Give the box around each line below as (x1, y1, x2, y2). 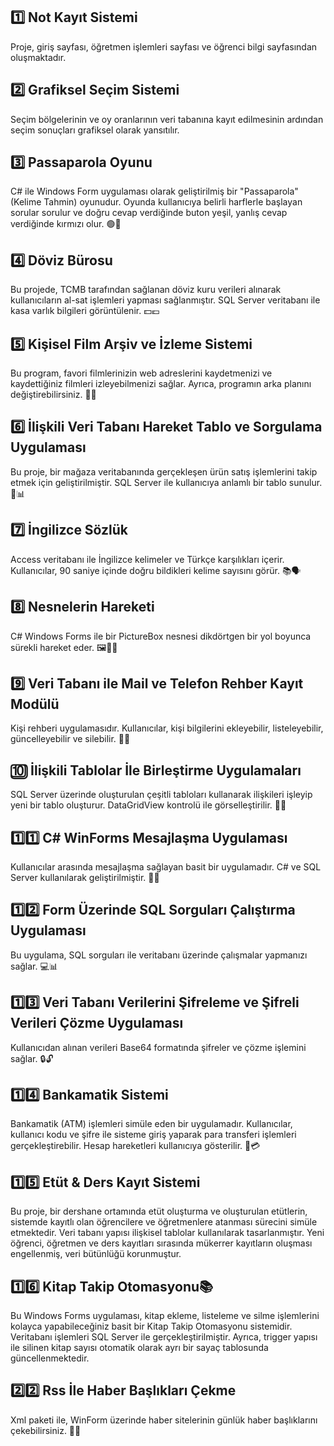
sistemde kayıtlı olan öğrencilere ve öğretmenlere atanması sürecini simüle (10, 1216, 318, 1228)
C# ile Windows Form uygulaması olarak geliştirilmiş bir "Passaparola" (10, 185, 299, 198)
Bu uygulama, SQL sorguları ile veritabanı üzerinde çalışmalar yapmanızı (10, 949, 308, 961)
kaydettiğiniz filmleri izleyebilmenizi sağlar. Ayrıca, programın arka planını (10, 378, 312, 390)
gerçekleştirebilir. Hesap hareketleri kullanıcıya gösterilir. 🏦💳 (10, 1140, 261, 1152)
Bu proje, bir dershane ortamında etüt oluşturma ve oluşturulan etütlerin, (10, 1205, 308, 1218)
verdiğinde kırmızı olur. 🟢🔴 (10, 218, 122, 230)
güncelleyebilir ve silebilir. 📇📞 (10, 733, 131, 745)
